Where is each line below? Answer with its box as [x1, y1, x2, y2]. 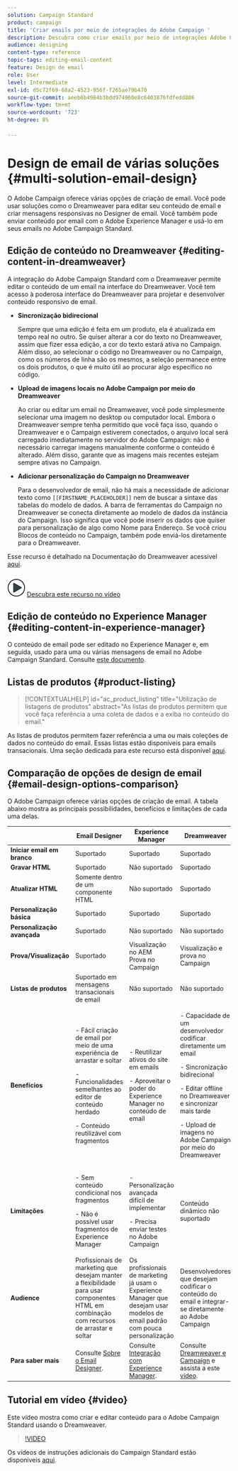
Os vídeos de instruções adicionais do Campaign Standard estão [7, 1448, 197, 1456]
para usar [75, 1286, 103, 1294]
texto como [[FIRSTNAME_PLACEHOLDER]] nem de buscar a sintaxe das [17, 493, 218, 501]
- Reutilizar [129, 1048, 162, 1056]
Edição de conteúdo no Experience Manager [7, 610, 208, 622]
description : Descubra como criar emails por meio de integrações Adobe [7, 34, 227, 41]
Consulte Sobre [75, 1349, 121, 1357]
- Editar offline [180, 1084, 223, 1093]
